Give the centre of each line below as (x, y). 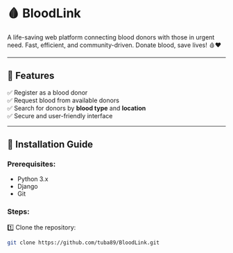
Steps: (18, 212)
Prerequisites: (32, 165)
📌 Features (31, 76)
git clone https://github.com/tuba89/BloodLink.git (83, 243)
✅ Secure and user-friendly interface (60, 115)
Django (27, 187)
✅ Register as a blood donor (48, 92)
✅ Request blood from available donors (63, 100)
